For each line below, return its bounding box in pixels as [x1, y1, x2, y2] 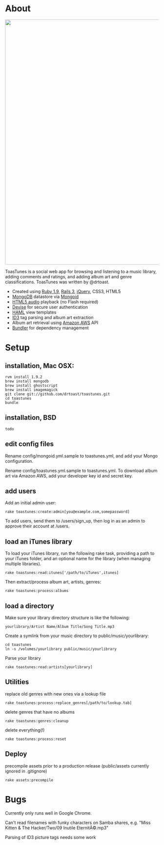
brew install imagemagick [5, 387, 58, 392]
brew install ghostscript [5, 383, 58, 388]
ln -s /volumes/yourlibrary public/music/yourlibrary [5, 646, 117, 651]
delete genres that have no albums [5, 709, 75, 715]
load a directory [5, 601, 55, 610]
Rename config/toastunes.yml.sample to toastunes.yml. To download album [5, 468, 158, 473]
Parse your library [5, 655, 41, 661]
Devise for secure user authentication [12, 304, 88, 310]
